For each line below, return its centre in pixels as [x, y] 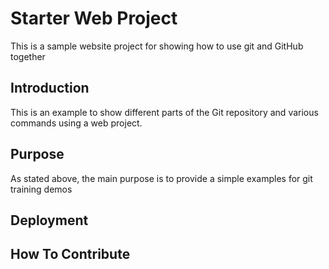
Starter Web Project [94, 18]
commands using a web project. [76, 123]
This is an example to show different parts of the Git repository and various [164, 112]
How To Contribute [70, 254]
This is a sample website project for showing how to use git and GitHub [157, 46]
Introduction [50, 88]
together [28, 56]
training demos [41, 189]
